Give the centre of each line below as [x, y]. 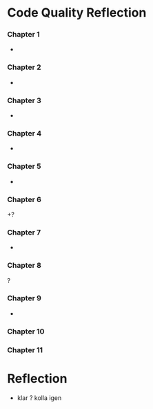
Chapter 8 [24, 266]
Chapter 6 [24, 199]
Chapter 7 [24, 232]
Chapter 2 [24, 67]
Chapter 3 [24, 100]
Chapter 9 [24, 298]
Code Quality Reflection [77, 13]
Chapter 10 [26, 331]
